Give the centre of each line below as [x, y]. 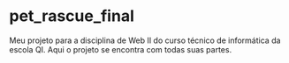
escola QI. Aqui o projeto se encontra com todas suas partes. [121, 49]
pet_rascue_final [72, 16]
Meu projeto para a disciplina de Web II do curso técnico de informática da [145, 40]
